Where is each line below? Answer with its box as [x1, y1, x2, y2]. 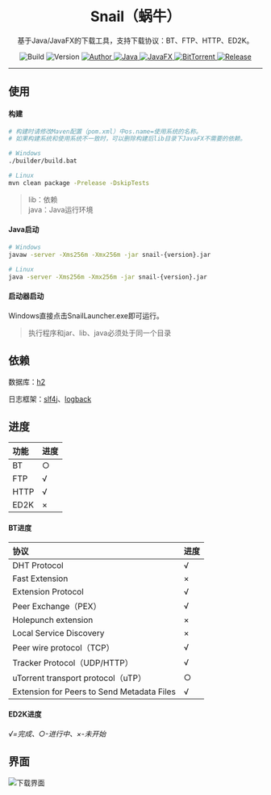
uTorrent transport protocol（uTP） [12, 672, 147, 684]
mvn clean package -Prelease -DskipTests [8, 179, 150, 187]
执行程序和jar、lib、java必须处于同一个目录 [27, 328, 172, 338]
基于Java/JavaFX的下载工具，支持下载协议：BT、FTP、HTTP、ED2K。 [17, 36, 254, 45]
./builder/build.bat [8, 157, 78, 166]
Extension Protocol [12, 586, 85, 597]
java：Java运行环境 [27, 204, 94, 214]
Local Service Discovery [12, 627, 105, 638]
